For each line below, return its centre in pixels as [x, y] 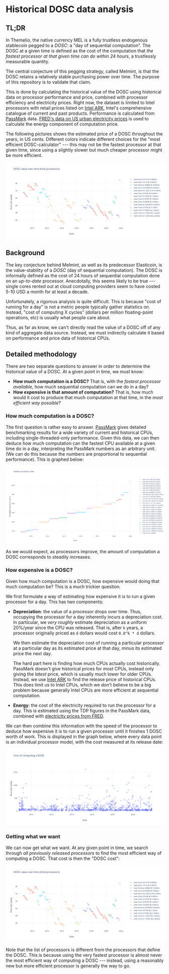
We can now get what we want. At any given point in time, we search [77, 848]
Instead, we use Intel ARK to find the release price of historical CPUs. [84, 679]
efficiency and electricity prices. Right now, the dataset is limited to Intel [80, 103]
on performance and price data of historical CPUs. [58, 338]
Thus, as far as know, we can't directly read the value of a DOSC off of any [83, 327]
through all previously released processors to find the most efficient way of [84, 853]
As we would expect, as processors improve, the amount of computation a [83, 552]
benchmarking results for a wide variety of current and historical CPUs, [79, 432]
